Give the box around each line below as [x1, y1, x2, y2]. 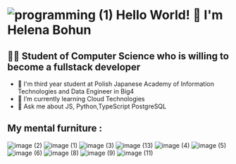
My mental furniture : [7, 122, 102, 134]
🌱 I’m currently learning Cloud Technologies [17, 95, 145, 103]
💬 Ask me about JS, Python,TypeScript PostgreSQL [17, 102, 167, 111]
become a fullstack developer [7, 61, 141, 73]
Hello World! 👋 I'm [116, 7, 223, 23]
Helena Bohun [7, 22, 92, 38]
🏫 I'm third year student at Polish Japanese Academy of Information [17, 80, 215, 88]
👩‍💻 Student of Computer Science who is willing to [7, 50, 229, 62]
